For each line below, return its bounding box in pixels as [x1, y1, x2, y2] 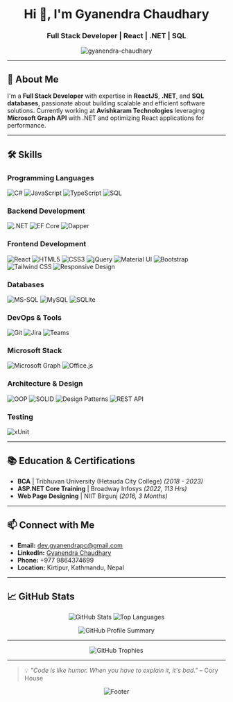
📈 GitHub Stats [7, 591, 75, 603]
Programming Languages [7, 173, 95, 182]
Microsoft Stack [7, 346, 62, 356]
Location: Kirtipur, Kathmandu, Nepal [17, 563, 125, 572]
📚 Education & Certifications [7, 455, 135, 467]
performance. [7, 121, 46, 130]
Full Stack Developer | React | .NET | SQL [46, 31, 187, 41]
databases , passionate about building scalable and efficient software [7, 99, 206, 108]
